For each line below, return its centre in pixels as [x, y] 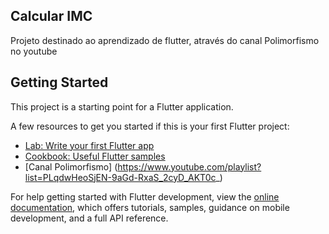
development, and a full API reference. [89, 218]
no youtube [34, 51]
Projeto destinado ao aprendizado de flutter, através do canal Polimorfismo [165, 40]
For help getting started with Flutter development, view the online [145, 196]
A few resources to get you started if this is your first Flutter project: [150, 126]
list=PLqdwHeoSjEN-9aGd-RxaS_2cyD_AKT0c [120, 177]
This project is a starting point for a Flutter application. [122, 106]
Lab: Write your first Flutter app [89, 145]
